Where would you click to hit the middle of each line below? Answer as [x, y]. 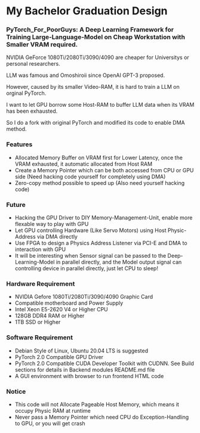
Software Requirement [40, 338]
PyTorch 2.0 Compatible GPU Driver [59, 357]
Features [19, 144]
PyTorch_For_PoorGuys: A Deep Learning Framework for [90, 30]
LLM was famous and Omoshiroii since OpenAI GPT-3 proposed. [86, 75]
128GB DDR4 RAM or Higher [50, 316]
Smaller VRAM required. [42, 45]
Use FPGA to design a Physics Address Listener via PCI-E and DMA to [101, 243]
